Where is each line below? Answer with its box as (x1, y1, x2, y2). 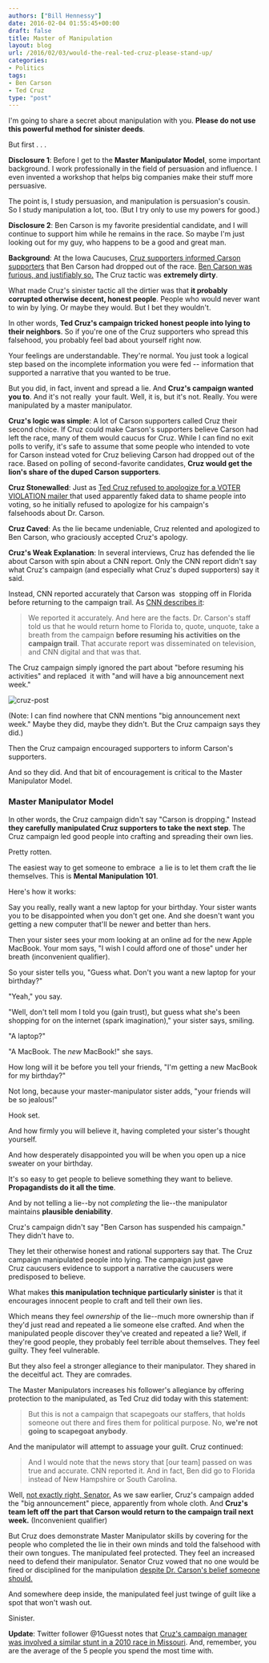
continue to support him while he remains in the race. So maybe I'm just (8, 229, 245, 239)
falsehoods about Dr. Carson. (8, 509, 106, 518)
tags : (8, 71, 26, 79)
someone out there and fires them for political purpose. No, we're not (27, 1418, 259, 1427)
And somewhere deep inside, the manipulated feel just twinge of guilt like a (8, 1589, 256, 1599)
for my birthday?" (8, 1070, 66, 1080)
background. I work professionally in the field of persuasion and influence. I (8, 164, 258, 173)
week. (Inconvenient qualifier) (8, 1515, 108, 1525)
